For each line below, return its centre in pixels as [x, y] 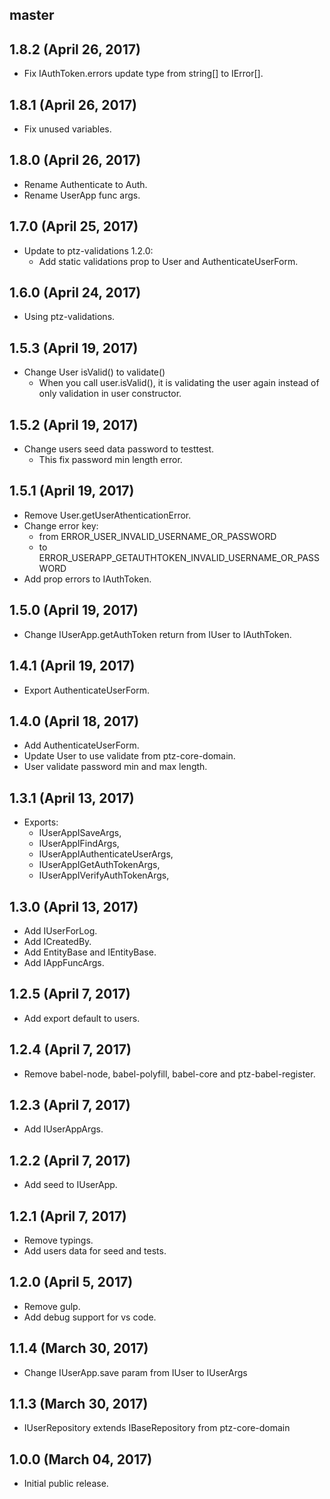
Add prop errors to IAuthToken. [87, 579]
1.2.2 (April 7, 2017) [70, 1160]
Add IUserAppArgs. [63, 1129]
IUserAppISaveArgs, [80, 833]
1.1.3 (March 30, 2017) [79, 1404]
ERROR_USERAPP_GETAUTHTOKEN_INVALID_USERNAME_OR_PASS [179, 557]
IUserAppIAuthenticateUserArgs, [106, 854]
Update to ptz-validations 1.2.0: [88, 250]
